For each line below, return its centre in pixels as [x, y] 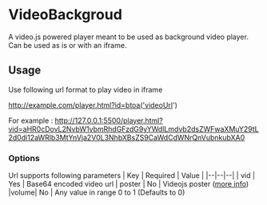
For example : [31, 120]
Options [24, 158]
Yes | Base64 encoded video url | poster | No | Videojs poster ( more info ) [129, 184]
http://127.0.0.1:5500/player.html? [109, 120]
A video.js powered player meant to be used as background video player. [129, 37]
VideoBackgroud [65, 15]
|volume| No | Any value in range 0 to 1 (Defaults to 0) [97, 192]
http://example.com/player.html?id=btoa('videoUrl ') [93, 104]
